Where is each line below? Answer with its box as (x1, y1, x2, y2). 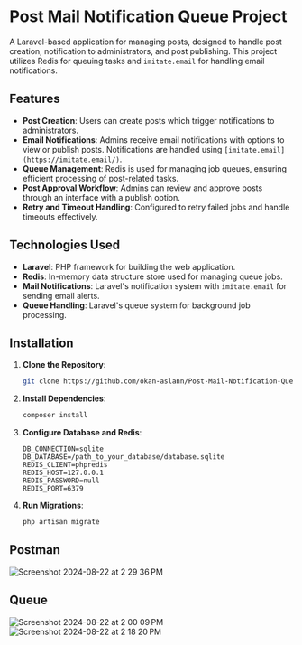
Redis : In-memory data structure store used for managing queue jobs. (22, 271, 284, 282)
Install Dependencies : (22, 393, 106, 404)
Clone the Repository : (22, 360, 106, 370)
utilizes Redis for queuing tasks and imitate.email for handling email (9, 55, 265, 66)
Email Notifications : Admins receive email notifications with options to (22, 134, 285, 145)
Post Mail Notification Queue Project (9, 6, 288, 27)
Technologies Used (9, 238, 120, 253)
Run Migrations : (22, 500, 84, 511)
